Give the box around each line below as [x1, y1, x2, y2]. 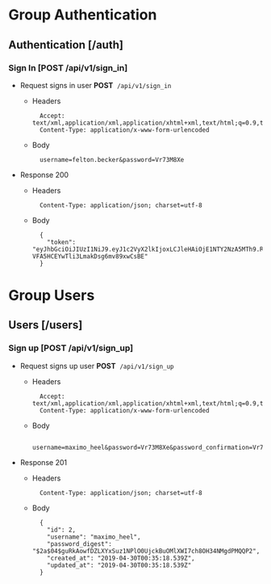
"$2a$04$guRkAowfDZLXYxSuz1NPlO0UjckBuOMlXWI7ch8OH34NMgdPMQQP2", [31, 547, 261, 555]
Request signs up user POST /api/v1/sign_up [19, 361, 175, 370]
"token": [47, 238, 77, 246]
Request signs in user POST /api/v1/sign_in [19, 80, 172, 90]
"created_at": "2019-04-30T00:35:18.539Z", [47, 554, 195, 562]
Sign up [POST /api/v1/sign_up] [8, 342, 134, 353]
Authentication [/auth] [8, 38, 123, 52]
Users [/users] [8, 318, 83, 332]
